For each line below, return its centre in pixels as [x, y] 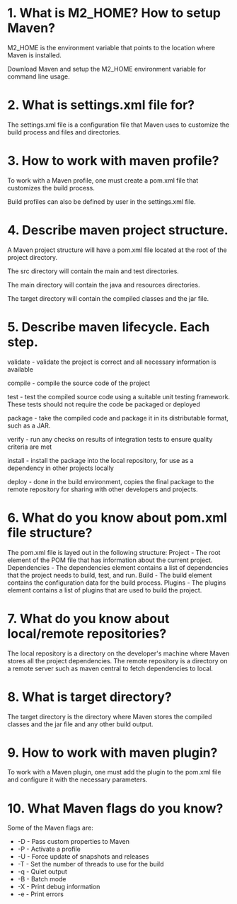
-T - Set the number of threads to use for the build [91, 864]
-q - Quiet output [42, 871]
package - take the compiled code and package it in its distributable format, [118, 418]
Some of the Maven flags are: [50, 828]
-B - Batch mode [42, 879]
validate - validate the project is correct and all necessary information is [112, 362]
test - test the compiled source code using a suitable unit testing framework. [119, 396]
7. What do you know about [88, 618]
